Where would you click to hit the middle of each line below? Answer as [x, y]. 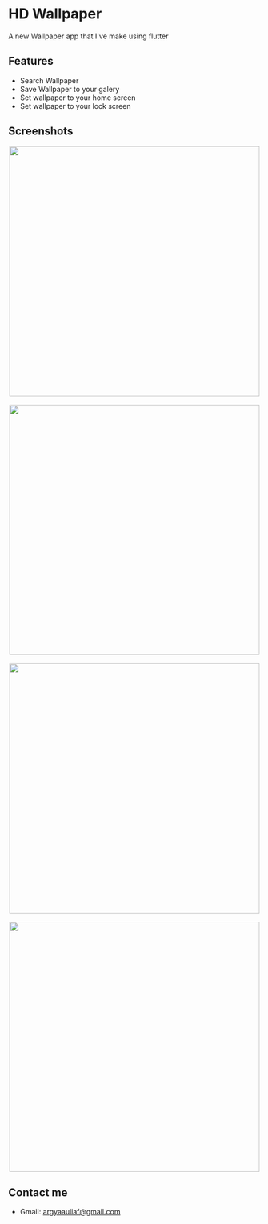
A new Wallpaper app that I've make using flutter [88, 36]
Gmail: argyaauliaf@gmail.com [70, 1212]
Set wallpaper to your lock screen [75, 106]
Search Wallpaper [49, 80]
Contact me [38, 1192]
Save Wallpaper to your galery [70, 89]
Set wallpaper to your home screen [78, 98]
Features [31, 61]
